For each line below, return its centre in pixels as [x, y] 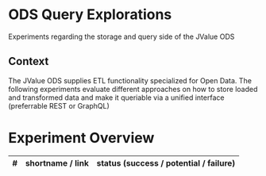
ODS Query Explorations [90, 15]
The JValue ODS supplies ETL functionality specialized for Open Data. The [130, 80]
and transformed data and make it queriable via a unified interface [116, 98]
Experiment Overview [81, 138]
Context [29, 61]
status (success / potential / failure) [166, 163]
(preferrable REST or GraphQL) [59, 105]
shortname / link [57, 163]
